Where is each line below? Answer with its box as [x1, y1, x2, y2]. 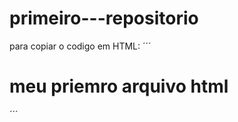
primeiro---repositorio [9, 7, 199, 30]
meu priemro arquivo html [9, 75, 229, 98]
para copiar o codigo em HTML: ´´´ [9, 40, 152, 52]
